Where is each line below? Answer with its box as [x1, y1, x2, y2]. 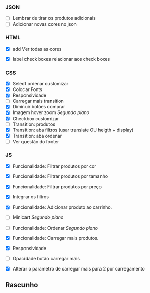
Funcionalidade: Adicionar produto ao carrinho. [12, 204, 112, 210]
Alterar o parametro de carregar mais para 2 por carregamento [12, 265, 145, 272]
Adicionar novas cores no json [12, 21, 77, 27]
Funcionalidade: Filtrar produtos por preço [12, 184, 102, 190]
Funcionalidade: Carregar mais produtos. [12, 235, 99, 241]
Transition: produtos [12, 121, 55, 127]
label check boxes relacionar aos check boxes [12, 56, 110, 62]
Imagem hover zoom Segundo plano [12, 109, 89, 116]
